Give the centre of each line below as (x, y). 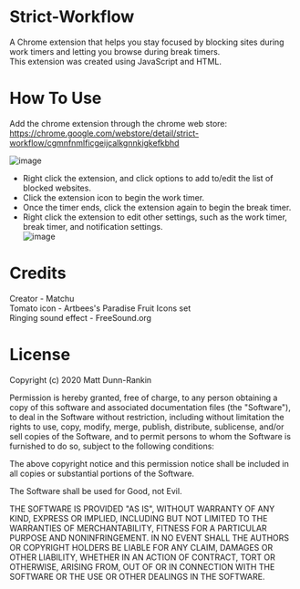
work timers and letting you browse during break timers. (115, 51)
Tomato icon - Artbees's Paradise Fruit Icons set (100, 308)
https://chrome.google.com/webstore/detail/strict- (104, 133)
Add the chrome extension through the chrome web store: (119, 123)
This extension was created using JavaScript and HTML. (115, 61)
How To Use (56, 98)
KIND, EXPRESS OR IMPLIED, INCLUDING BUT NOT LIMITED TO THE (139, 518)
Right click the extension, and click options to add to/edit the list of (148, 178)
